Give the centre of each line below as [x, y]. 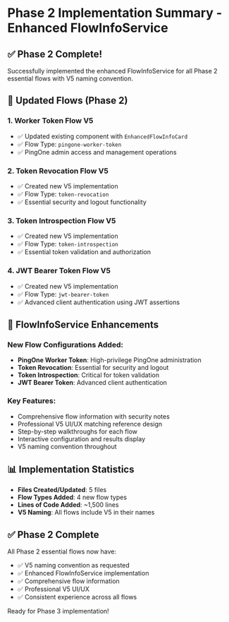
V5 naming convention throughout [67, 446]
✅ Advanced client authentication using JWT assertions [99, 302]
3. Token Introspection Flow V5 [62, 220]
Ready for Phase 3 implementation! [58, 611]
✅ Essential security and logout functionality [82, 202]
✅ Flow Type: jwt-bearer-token [63, 294]
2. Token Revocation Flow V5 [58, 171]
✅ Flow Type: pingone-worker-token [69, 144]
